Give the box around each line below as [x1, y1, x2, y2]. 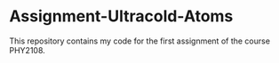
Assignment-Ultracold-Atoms [9, 6, 234, 27]
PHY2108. [9, 44, 46, 55]
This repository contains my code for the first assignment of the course [9, 35, 271, 46]
